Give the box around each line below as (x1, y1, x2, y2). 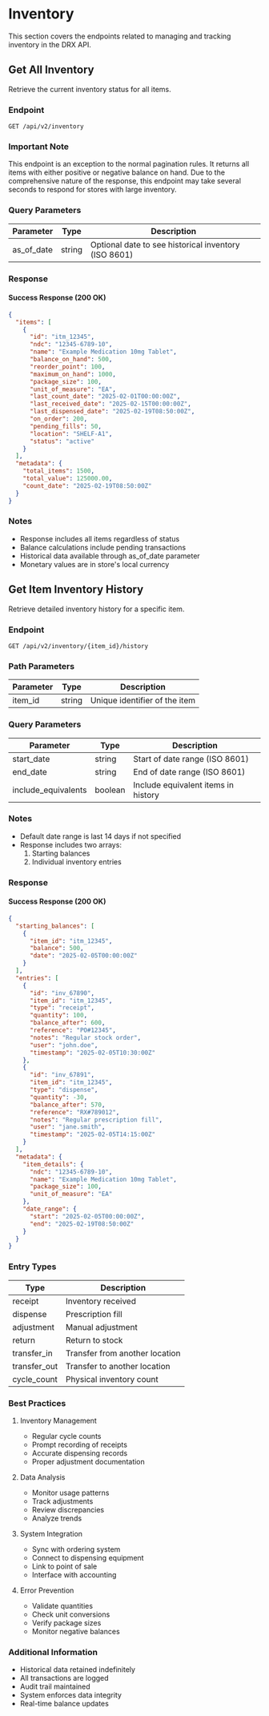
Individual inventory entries (31, 856, 122, 866)
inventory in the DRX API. (8, 39, 92, 49)
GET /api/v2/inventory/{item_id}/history (8, 642, 149, 650)
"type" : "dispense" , (29, 1086, 98, 1094)
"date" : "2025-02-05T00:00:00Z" (29, 952, 138, 960)
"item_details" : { (22, 1160, 84, 1168)
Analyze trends (31, 1513, 82, 1523)
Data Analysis (19, 1472, 66, 1482)
